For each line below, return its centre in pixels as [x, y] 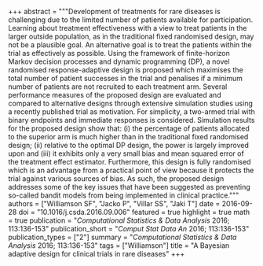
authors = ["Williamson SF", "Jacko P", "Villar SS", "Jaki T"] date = [114, 203]
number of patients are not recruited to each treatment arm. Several [118, 87]
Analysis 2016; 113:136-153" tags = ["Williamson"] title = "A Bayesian [119, 246]
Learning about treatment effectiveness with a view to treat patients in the [128, 28]
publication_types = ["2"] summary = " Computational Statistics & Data [122, 237]
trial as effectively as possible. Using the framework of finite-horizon [119, 53]
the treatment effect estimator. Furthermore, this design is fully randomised [130, 162]
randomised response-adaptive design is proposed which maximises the [126, 70]
